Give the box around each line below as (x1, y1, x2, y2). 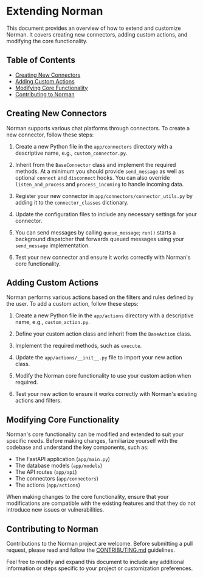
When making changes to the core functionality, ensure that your (6, 493, 169, 501)
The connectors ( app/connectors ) (15, 475, 99, 482)
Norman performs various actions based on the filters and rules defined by (6, 294, 194, 301)
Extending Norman (6, 4, 103, 18)
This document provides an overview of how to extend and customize (6, 24, 181, 32)
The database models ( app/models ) (15, 462, 103, 470)
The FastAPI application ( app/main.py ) (15, 456, 111, 463)
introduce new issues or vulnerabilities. (6, 506, 105, 513)
